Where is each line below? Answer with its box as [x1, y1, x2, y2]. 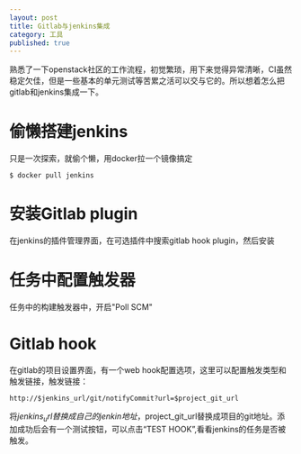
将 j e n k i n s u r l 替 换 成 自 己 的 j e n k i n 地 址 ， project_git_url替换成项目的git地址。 [9, 411, 278, 423]
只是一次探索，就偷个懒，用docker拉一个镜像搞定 [9, 153, 193, 164]
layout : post [9, 13, 58, 23]
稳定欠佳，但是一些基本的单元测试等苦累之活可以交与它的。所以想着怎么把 [9, 76, 285, 86]
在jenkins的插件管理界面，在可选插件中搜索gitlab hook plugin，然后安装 [9, 235, 276, 246]
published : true [9, 38, 70, 48]
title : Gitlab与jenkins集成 [9, 22, 111, 31]
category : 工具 [9, 30, 64, 39]
